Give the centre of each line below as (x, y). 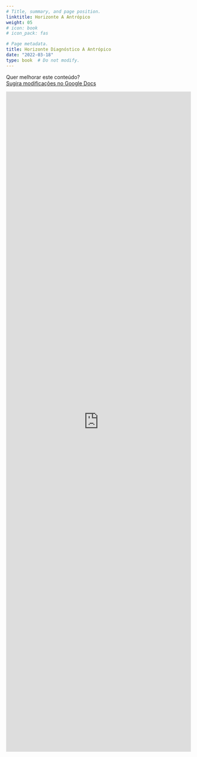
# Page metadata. (27, 44)
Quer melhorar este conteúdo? (43, 77)
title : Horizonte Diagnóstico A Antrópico (59, 50)
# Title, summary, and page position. (53, 11)
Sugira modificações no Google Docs (51, 83)
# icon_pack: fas (27, 33)
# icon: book (22, 28)
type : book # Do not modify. (43, 60)
